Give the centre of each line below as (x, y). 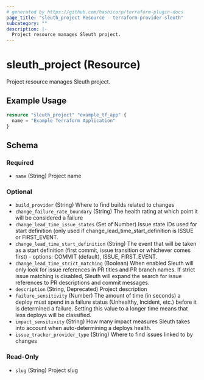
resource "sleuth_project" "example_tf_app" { (66, 115)
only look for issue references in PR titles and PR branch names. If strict (105, 270)
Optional (19, 192)
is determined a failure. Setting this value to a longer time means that (101, 309)
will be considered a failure (49, 218)
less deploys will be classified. (53, 315)
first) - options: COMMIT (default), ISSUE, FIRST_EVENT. (86, 257)
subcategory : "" (27, 23)
